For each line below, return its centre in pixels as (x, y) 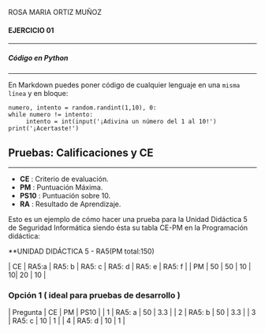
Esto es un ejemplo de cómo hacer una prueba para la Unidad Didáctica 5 (128, 219)
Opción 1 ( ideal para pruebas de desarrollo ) (94, 295)
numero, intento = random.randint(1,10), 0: (82, 108)
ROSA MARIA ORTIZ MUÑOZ (55, 12)
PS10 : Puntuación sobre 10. (65, 195)
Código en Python (38, 57)
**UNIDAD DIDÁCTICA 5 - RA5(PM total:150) (82, 251)
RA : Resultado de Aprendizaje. (70, 204)
